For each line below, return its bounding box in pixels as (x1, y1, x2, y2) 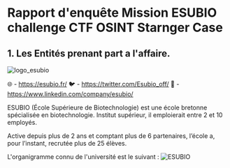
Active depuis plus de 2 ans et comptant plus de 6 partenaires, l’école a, (7, 132, 215, 140)
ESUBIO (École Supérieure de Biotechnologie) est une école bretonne (7, 103, 208, 112)
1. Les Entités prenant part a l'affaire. (7, 47, 171, 59)
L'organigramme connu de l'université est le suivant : (7, 153, 159, 161)
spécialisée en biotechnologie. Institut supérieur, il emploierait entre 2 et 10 (7, 111, 223, 119)
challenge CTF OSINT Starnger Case (7, 20, 224, 36)
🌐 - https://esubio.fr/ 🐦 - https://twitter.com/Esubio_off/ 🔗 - (7, 80, 180, 88)
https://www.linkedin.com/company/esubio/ (7, 90, 134, 98)
